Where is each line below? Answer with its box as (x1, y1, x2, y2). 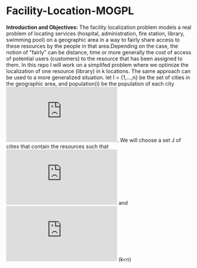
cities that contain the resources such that (6, 143, 109, 150)
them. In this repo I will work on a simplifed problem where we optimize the (6, 61, 189, 68)
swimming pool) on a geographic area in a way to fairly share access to (6, 36, 180, 43)
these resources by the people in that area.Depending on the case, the (6, 43, 179, 50)
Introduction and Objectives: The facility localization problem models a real (6, 24, 192, 31)
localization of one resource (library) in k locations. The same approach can (6, 67, 191, 74)
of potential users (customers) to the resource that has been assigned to (6, 55, 183, 62)
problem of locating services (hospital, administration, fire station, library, (6, 30, 185, 37)
